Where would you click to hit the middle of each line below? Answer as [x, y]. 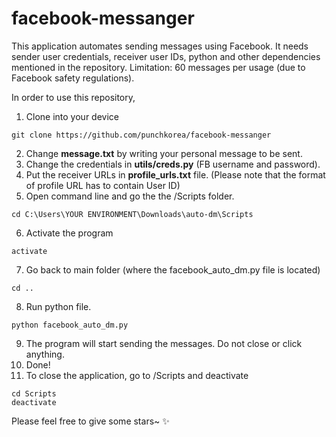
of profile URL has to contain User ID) [103, 185]
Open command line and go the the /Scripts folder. [130, 196]
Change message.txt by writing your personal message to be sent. [164, 153]
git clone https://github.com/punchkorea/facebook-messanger [141, 135]
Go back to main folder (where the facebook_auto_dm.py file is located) [173, 269]
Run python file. [58, 306]
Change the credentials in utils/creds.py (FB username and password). [173, 164]
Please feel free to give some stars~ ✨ [90, 421]
